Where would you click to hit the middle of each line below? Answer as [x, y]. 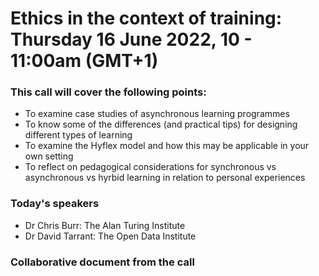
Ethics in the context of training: [146, 18]
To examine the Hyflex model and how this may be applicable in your [167, 146]
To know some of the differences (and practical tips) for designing [161, 124]
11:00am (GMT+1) [84, 61]
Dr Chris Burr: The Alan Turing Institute [105, 225]
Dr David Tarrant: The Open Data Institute [110, 236]
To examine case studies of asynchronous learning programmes [157, 114]
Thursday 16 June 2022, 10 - [131, 39]
